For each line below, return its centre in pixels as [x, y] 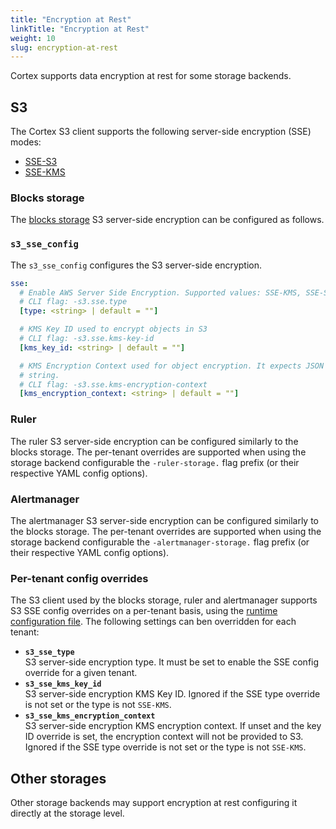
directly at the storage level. [67, 813]
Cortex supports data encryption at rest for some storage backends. [151, 76]
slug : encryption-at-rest [64, 47]
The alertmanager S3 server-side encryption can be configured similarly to [164, 520]
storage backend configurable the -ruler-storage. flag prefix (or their [155, 462]
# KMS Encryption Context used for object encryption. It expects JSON [172, 366]
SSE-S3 [41, 162]
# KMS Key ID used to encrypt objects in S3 [113, 329]
